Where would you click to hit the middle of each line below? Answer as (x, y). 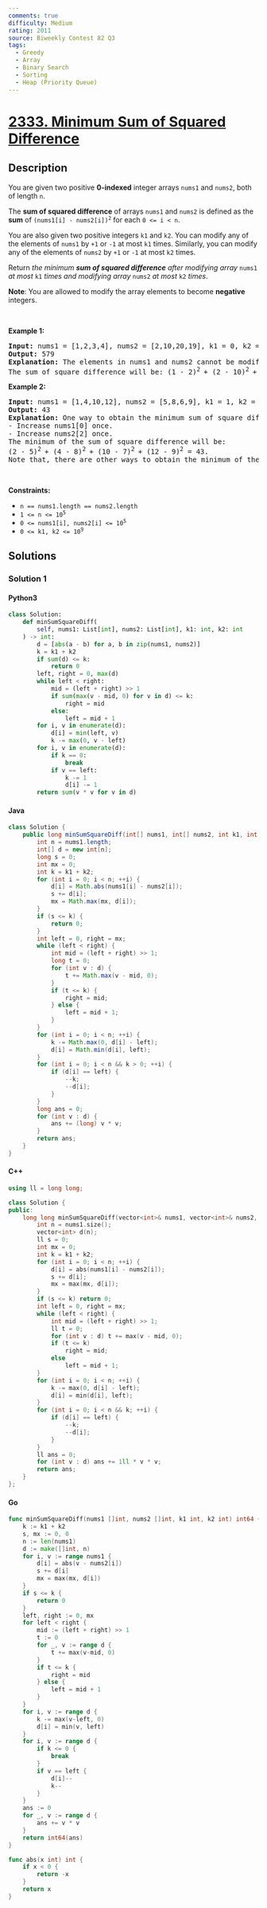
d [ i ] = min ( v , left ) (71, 1726)
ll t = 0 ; (67, 1329)
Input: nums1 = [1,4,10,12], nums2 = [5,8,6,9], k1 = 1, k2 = (132, 402)
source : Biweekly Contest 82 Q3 (62, 38)
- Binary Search (42, 68)
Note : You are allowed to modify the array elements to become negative (127, 291)
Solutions (33, 556)
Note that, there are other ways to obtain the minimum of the (134, 459)
